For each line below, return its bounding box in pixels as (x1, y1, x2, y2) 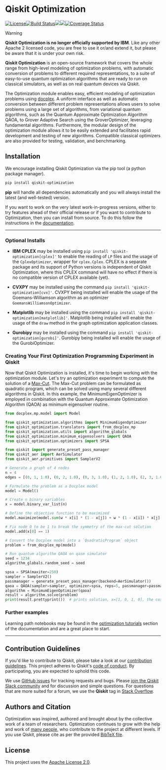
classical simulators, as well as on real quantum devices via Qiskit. (5, 81, 140, 87)
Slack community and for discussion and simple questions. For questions (5, 683, 154, 689)
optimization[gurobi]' (12, 335, 59, 340)
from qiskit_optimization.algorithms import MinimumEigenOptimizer (5, 420, 147, 425)
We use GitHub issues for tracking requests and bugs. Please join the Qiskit (5, 678, 159, 684)
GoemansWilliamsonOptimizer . (12, 300, 72, 306)
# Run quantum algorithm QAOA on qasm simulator (5, 551, 107, 556)
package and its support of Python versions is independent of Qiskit (12, 264, 151, 270)
